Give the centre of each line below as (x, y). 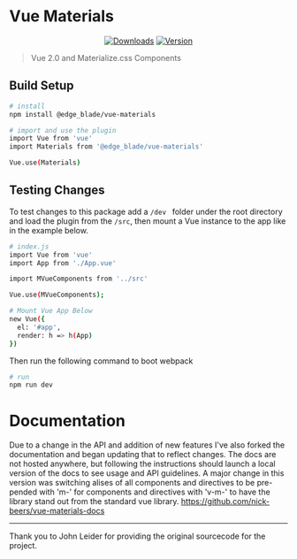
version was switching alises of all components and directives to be (132, 483)
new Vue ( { (27, 319)
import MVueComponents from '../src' (79, 279)
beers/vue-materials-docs (57, 511)
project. (23, 546)
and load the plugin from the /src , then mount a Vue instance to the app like (148, 221)
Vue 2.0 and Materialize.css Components (106, 57)
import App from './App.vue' (63, 263)
